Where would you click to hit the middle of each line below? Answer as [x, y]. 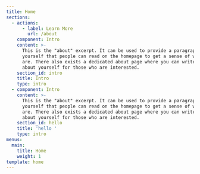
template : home [25, 162]
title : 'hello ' [37, 129]
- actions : [25, 23]
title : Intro [33, 78]
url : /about [43, 34]
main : [18, 145]
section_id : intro [40, 73]
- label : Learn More [47, 28]
